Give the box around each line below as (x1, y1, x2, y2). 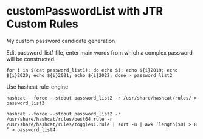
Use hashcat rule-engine (6, 83, 69, 90)
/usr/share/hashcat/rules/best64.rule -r (6, 116, 113, 122)
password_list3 (6, 100, 45, 106)
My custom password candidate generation (6, 37, 115, 44)
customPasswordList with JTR (6, 4, 163, 18)
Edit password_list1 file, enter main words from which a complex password (6, 49, 193, 56)
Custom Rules (6, 17, 78, 31)
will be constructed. (6, 55, 56, 63)
